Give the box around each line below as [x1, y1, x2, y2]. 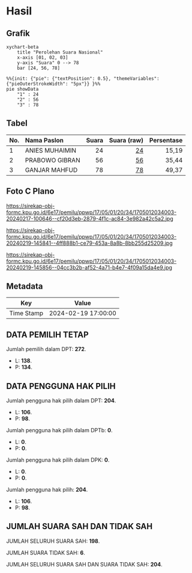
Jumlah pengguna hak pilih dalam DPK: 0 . [6, 456, 110, 464]
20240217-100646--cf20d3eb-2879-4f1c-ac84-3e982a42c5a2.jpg [6, 215, 174, 222]
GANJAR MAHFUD [25, 165, 78, 174]
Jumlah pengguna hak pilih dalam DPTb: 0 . [6, 427, 113, 434]
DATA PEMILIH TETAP [6, 329, 89, 340]
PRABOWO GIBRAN [25, 156, 80, 164]
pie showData [6, 86, 39, 92]
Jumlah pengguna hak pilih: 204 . [6, 486, 88, 494]
